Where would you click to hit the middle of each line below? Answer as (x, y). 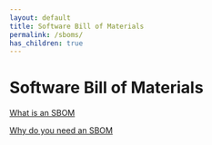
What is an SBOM (42, 113)
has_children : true (46, 43)
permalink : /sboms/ (46, 34)
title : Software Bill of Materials (77, 26)
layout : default (40, 18)
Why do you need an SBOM (61, 130)
